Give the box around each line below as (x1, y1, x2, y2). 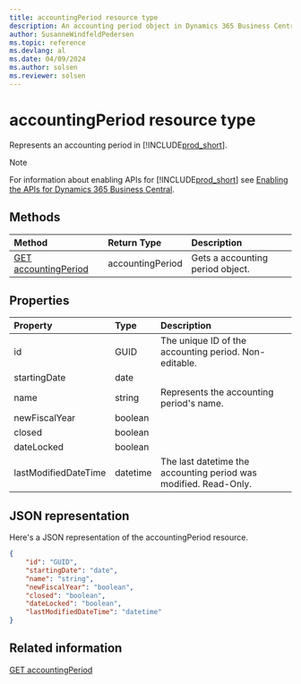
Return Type (107, 236, 162, 249)
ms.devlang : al (9, 47, 66, 56)
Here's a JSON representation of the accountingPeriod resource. (9, 532, 249, 543)
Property (13, 320, 53, 332)
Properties (9, 293, 70, 308)
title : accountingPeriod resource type (9, 13, 159, 22)
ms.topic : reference (9, 38, 87, 47)
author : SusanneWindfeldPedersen (9, 30, 134, 38)
